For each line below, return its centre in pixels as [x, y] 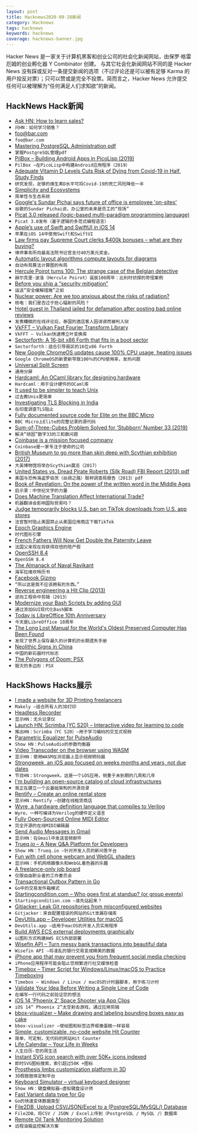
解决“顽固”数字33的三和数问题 [46, 434]
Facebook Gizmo [35, 577]
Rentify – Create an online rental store [60, 794]
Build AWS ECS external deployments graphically [74, 931]
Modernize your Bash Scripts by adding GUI [68, 603]
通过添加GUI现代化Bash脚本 [44, 609]
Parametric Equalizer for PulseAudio [58, 738]
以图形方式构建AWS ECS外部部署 [48, 938]
